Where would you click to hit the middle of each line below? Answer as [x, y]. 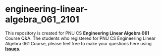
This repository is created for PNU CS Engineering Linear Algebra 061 [77, 33]
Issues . [13, 49]
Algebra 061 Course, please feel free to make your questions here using [79, 43]
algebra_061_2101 [42, 19]
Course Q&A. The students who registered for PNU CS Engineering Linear [80, 38]
